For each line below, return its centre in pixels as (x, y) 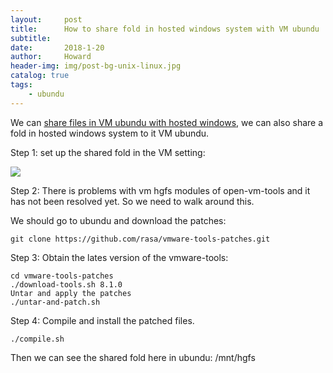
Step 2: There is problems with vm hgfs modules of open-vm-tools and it (160, 190)
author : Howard (51, 57)
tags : (21, 85)
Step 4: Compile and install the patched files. (102, 320)
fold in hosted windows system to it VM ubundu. (110, 133)
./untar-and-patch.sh (55, 302)
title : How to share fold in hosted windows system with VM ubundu (165, 29)
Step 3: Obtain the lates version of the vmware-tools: (119, 257)
